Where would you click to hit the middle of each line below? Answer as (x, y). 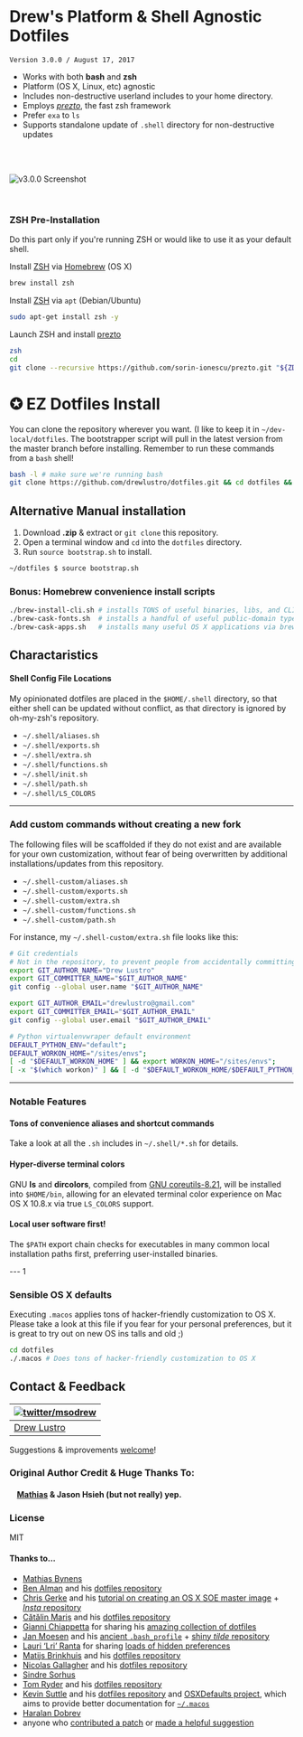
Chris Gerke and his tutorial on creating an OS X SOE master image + (151, 1598)
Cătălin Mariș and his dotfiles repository (96, 1617)
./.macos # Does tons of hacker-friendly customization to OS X (133, 1358)
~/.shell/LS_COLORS (59, 793)
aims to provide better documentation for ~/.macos (116, 1703)
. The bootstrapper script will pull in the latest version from (175, 438)
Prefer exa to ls (51, 115)
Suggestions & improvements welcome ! (83, 1450)
